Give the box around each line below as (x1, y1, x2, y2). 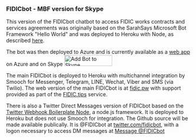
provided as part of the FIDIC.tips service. (6, 91, 108, 98)
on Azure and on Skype (6, 61, 63, 68)
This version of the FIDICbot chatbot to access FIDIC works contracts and (6, 18, 185, 25)
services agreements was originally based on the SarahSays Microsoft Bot (6, 24, 187, 31)
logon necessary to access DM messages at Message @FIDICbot (6, 128, 165, 135)
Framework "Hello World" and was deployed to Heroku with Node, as (6, 31, 174, 38)
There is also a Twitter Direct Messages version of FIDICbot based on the (6, 102, 184, 109)
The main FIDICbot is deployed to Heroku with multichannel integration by (6, 72, 185, 79)
